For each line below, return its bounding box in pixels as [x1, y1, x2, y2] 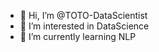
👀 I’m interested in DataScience [19, 20, 150, 32]
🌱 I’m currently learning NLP [19, 31, 137, 42]
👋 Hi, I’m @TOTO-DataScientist [19, 10, 148, 21]
